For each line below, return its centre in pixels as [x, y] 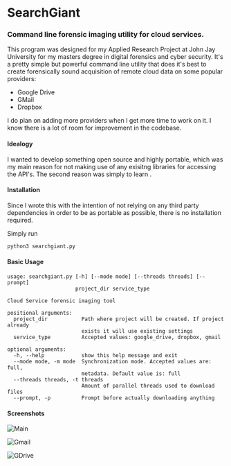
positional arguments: [40, 313]
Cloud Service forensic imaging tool [62, 301]
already [18, 325]
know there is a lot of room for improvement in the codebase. [94, 128]
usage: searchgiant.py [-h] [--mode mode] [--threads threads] [100, 276]
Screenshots [26, 413]
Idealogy [20, 144]
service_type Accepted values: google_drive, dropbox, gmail [117, 337]
